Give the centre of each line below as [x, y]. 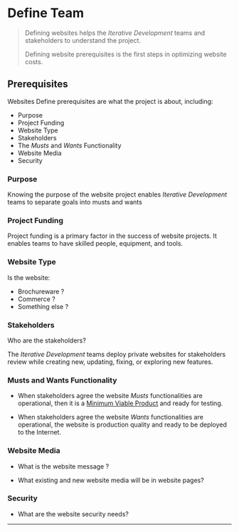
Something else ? [43, 306]
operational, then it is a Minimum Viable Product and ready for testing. [120, 403]
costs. [34, 61]
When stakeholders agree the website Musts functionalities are [110, 396]
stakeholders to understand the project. [83, 40]
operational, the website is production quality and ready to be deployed [122, 424]
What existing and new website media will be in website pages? [111, 480]
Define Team [46, 13]
